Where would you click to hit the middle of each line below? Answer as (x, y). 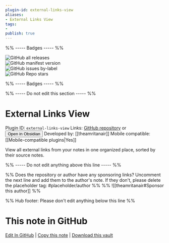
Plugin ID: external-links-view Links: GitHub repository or (66, 128)
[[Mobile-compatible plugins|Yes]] (41, 140)
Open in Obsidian (24, 134)
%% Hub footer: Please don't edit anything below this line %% (70, 200)
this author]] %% (23, 191)
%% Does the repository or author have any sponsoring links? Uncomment (83, 175)
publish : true (20, 33)
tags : (11, 24)
